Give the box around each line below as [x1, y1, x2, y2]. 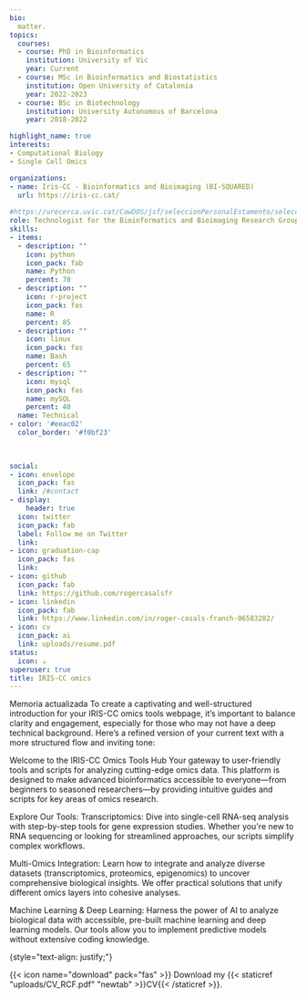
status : [9, 648, 39, 657]
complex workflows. [9, 840, 86, 851]
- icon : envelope [9, 470, 76, 479]
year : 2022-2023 [25, 89, 88, 99]
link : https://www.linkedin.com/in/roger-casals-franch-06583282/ [17, 614, 275, 623]
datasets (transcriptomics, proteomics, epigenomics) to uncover [9, 868, 250, 879]
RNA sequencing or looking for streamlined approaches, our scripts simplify [9, 831, 294, 842]
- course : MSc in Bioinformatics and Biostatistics [17, 73, 219, 82]
